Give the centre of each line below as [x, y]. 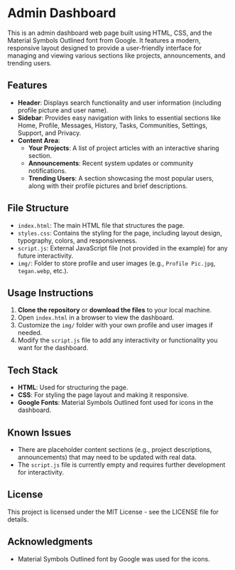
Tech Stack [33, 370]
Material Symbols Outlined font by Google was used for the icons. [114, 559]
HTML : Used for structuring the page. [73, 387]
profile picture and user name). [63, 110]
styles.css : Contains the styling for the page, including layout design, [120, 233]
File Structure [38, 208]
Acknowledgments [50, 542]
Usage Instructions [50, 293]
